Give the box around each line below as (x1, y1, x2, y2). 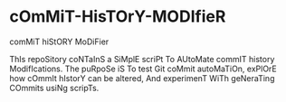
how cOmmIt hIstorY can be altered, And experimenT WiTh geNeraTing (9, 72, 275, 83)
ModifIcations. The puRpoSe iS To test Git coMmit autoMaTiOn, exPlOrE (9, 63, 278, 74)
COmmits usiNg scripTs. (9, 82, 100, 93)
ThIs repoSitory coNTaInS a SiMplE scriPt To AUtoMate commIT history (9, 53, 275, 64)
